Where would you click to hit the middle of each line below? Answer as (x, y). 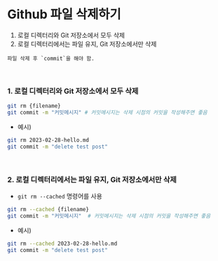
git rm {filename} (34, 106)
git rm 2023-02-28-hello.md (48, 140)
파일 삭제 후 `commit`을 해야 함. (51, 58)
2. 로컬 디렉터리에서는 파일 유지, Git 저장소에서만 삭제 (92, 180)
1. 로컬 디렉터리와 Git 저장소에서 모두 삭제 (73, 91)
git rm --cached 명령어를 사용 (60, 196)
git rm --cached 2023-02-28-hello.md (62, 243)
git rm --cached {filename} (48, 210)
